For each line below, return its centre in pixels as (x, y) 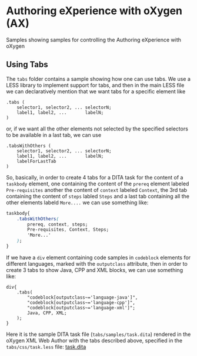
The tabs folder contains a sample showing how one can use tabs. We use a (98, 79)
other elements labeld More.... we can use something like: (77, 203)
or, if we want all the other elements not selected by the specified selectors (97, 129)
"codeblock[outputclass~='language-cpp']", (81, 302)
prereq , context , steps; (58, 224)
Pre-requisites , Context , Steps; (68, 230)
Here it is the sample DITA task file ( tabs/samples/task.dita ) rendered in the (98, 334)
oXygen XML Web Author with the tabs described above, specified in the (94, 340)
